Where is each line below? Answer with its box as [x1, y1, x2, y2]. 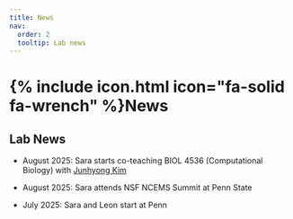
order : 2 [17, 30, 50, 39]
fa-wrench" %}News [9, 96, 169, 117]
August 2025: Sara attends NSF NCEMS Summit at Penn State [22, 182, 253, 193]
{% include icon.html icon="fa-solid [9, 77, 285, 97]
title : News [9, 13, 54, 22]
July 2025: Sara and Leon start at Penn [22, 199, 168, 211]
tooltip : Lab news [17, 38, 87, 48]
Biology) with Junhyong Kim [22, 165, 128, 176]
